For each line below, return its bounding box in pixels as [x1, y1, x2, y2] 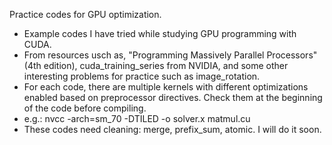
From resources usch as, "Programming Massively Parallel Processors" [23, 49, 318, 61]
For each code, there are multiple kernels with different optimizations [23, 81, 309, 93]
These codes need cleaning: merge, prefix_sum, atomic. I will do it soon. [23, 124, 322, 135]
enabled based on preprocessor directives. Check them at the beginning [23, 92, 323, 103]
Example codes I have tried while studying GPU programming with [23, 28, 297, 39]
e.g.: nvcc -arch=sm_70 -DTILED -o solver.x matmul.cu [23, 113, 251, 124]
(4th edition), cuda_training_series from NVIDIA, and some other [23, 60, 289, 71]
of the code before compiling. [23, 102, 147, 114]
